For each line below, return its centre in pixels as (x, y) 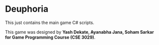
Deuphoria (27, 9)
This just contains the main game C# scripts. (50, 22)
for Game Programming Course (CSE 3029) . (50, 37)
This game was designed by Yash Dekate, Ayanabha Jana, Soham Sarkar (79, 32)
